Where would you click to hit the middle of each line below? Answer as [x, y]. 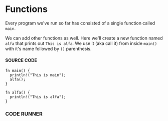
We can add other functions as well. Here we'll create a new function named [84, 38]
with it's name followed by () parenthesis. [48, 48]
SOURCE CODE [21, 60]
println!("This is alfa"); [38, 97]
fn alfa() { [18, 93]
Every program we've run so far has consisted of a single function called [80, 23]
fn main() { [18, 71]
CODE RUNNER [24, 114]
